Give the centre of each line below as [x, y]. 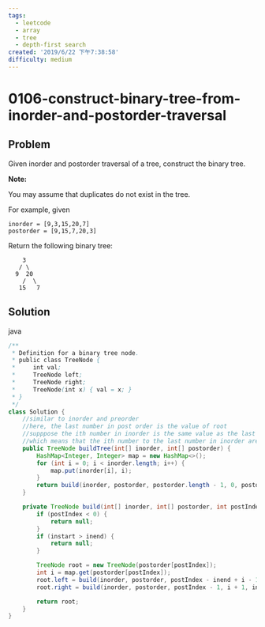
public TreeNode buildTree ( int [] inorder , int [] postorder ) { [127, 448]
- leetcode [33, 23]
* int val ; [36, 368]
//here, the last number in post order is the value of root [125, 427]
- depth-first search [51, 45]
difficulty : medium [40, 60]
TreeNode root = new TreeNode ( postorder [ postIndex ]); [127, 565]
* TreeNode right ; [49, 383]
